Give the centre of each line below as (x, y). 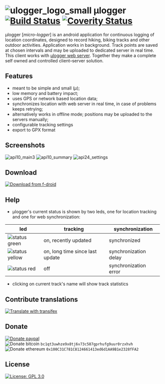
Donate (16, 327)
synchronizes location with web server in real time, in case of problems (84, 104)
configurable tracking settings (43, 124)
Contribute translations (41, 299)
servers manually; (30, 119)
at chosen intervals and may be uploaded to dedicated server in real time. (80, 50)
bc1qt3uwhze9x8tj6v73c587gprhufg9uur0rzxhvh (87, 344)
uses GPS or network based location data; (55, 98)
